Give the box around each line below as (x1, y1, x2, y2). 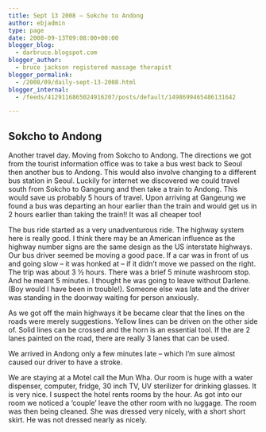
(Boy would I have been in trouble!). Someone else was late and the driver (8, 284, 250, 294)
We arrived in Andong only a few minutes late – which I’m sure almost (8, 349, 236, 359)
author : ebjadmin (8, 19, 66, 27)
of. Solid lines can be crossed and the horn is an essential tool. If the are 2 (8, 325, 250, 335)
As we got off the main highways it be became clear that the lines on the (8, 308, 245, 318)
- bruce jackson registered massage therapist (15, 64, 172, 72)
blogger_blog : (8, 41, 56, 49)
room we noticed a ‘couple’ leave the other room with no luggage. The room (8, 399, 256, 408)
